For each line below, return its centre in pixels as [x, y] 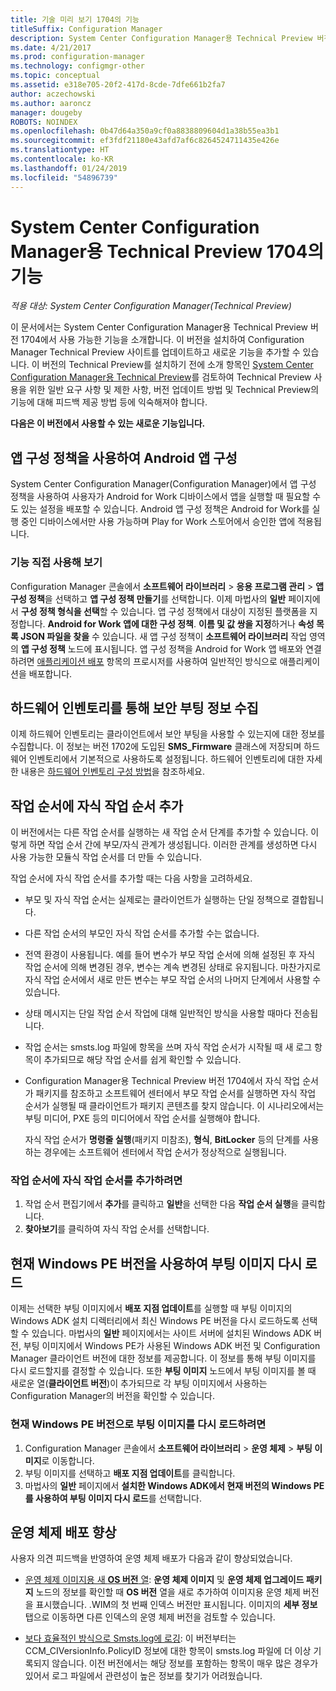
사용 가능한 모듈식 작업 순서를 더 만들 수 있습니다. [106, 857]
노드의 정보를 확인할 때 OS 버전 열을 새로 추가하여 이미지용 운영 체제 [168, 1592]
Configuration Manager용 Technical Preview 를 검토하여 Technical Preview [161, 377]
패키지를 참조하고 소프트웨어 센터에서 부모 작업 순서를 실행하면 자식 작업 [176, 1093]
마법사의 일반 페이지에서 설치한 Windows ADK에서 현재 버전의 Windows [168, 1485]
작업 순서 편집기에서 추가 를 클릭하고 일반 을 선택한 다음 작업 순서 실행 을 [162, 1204]
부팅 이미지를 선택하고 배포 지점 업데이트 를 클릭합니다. [130, 1473]
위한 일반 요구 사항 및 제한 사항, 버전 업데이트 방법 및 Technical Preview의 [174, 390]
